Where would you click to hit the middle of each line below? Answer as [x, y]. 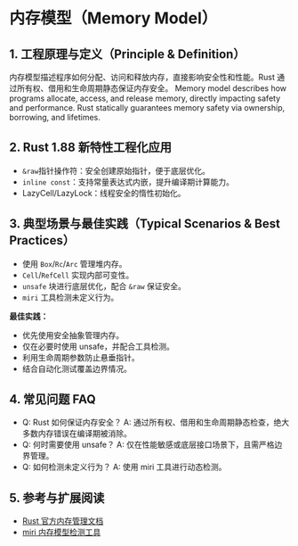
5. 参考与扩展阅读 [57, 497]
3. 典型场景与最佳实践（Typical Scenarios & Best [145, 224]
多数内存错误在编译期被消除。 [77, 434]
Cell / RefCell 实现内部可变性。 [78, 275]
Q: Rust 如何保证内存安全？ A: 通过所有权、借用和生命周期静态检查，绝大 [156, 422]
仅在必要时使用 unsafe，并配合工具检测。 [98, 346]
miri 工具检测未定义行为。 [70, 297]
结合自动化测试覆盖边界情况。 [77, 368]
